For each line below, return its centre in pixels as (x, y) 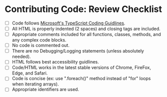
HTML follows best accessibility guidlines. (55, 62)
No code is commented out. (41, 45)
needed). (21, 56)
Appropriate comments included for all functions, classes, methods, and (87, 34)
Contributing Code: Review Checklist (83, 9)
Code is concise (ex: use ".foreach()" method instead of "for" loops (81, 78)
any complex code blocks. (39, 40)
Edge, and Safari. (30, 73)
